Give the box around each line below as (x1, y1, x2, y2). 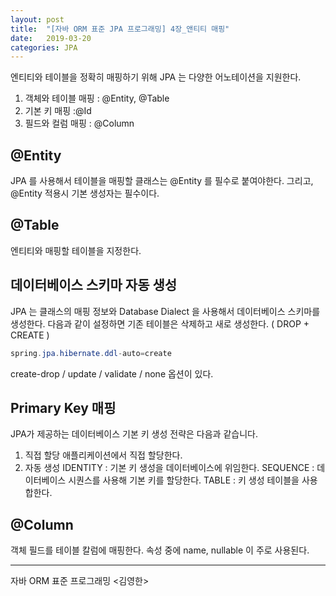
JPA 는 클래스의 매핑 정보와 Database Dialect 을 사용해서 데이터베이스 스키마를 (10, 305, 321, 317)
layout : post (10, 14, 65, 25)
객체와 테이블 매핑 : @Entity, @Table (24, 92, 170, 105)
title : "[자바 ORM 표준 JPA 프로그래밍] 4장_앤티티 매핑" (10, 24, 230, 34)
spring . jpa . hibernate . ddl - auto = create (10, 348, 172, 358)
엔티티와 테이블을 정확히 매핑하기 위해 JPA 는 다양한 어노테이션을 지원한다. (10, 71, 302, 83)
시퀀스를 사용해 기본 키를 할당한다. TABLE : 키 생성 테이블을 (68, 474, 300, 486)
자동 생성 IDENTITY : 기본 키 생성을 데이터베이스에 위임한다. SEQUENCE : (24, 462, 315, 474)
